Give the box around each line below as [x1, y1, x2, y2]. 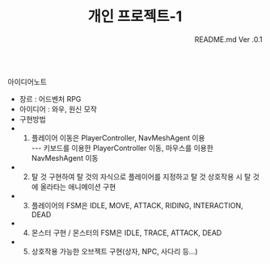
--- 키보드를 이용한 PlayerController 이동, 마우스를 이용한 [31, 143, 213, 153]
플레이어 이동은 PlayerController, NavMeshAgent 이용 [31, 132, 205, 142]
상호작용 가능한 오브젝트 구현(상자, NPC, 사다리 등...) [31, 246, 199, 256]
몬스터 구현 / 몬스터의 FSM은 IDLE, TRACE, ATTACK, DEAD [31, 228, 222, 237]
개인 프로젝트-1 [87, 7, 183, 26]
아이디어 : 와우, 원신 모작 [19, 104, 98, 114]
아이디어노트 [7, 77, 48, 86]
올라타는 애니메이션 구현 [40, 182, 116, 191]
